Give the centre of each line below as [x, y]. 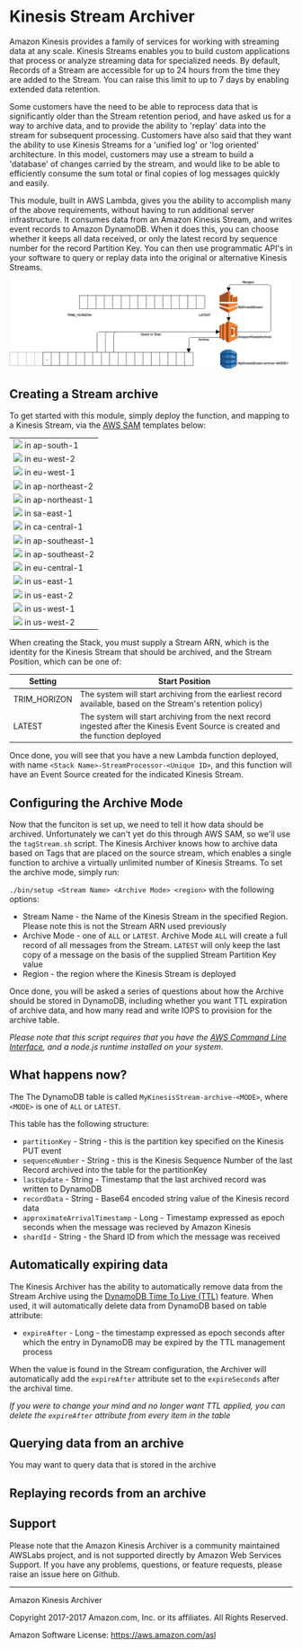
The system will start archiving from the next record [175, 716]
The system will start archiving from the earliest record [181, 695]
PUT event [42, 1150]
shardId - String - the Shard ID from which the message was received [151, 1237]
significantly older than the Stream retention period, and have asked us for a [150, 116]
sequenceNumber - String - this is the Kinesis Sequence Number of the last [157, 1160]
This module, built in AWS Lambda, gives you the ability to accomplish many [151, 200]
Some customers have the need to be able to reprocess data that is [134, 106]
